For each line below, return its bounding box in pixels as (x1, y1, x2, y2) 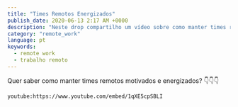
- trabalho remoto (13, 57, 69, 64)
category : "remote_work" (7, 30, 81, 38)
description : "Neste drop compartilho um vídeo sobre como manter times (7, 23, 227, 30)
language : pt (7, 37, 46, 44)
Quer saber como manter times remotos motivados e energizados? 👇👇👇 (7, 76, 220, 85)
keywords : (7, 43, 37, 50)
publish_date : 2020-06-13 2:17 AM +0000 (7, 17, 129, 24)
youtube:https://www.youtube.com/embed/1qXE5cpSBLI (7, 93, 163, 100)
